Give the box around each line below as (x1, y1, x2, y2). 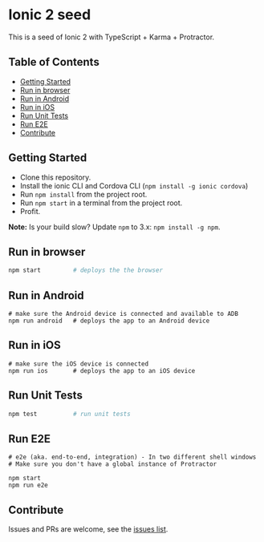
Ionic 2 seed (8, 6, 91, 24)
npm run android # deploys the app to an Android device (8, 317, 210, 326)
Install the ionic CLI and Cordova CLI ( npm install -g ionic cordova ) (19, 180, 249, 190)
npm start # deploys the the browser (8, 266, 163, 274)
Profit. (19, 206, 41, 216)
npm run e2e (8, 481, 48, 490)
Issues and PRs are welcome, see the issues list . (8, 524, 169, 534)
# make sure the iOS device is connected (8, 359, 149, 368)
